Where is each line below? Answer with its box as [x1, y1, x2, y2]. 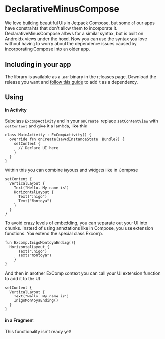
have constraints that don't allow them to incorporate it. [5, 25, 118, 31]
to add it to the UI [5, 276, 40, 282]
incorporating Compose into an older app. [5, 46, 90, 52]
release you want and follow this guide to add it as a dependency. [5, 79, 138, 85]
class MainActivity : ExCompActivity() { [5, 132, 92, 138]
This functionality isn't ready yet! [5, 328, 72, 334]
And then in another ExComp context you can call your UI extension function [5, 270, 161, 276]
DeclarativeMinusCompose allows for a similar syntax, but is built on [5, 30, 144, 36]
